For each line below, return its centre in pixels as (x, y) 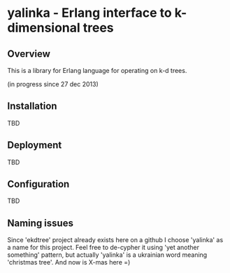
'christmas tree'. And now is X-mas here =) (69, 262)
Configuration (38, 184)
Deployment (35, 145)
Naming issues (40, 223)
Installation (32, 106)
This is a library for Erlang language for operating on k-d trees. (97, 71)
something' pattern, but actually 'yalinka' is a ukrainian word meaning (107, 255)
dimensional (44, 28)
